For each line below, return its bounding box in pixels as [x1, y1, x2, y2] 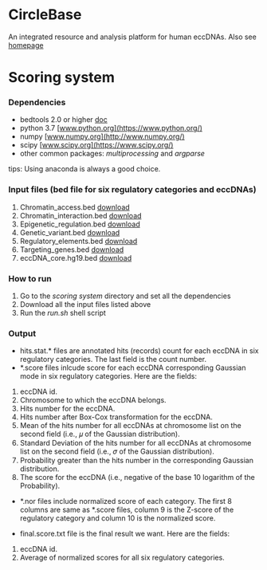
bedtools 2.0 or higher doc [19, 115, 108, 124]
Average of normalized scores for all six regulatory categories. [19, 552, 225, 563]
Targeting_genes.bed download [19, 245, 124, 254]
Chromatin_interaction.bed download [19, 210, 142, 220]
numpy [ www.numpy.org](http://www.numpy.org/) [19, 132, 185, 141]
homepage [8, 40, 44, 49]
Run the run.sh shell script [19, 309, 106, 318]
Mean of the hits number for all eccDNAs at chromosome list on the [19, 421, 241, 430]
